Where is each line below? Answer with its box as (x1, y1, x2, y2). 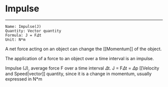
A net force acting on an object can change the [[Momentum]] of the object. (5, 46, 162, 52)
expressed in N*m (5, 76, 42, 82)
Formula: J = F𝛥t (5, 33, 41, 38)
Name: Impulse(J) (5, 24, 41, 29)
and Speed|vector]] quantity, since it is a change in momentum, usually (5, 71, 152, 77)
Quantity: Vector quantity (5, 28, 61, 33)
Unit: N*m (5, 37, 26, 42)
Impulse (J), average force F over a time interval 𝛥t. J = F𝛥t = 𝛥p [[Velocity (5, 65, 159, 71)
